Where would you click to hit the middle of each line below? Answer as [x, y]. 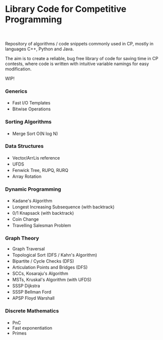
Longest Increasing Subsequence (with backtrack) [63, 207]
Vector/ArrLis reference [36, 158]
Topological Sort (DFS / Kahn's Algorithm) [54, 255]
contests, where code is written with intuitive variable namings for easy [77, 64]
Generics [16, 91]
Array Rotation [27, 176]
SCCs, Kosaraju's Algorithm [40, 273]
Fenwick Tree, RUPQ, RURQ [40, 170]
